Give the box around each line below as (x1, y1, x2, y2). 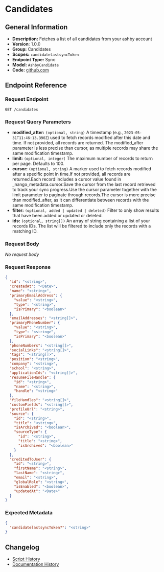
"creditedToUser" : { (9, 457, 51, 462)
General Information (5, 23, 68, 31)
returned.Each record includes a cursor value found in (12, 176, 121, 182)
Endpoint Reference (5, 81, 67, 90)
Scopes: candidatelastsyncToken (12, 51, 79, 57)
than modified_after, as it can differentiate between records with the (12, 197, 149, 203)
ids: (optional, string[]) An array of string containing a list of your (12, 218, 150, 224)
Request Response (5, 264, 51, 271)
